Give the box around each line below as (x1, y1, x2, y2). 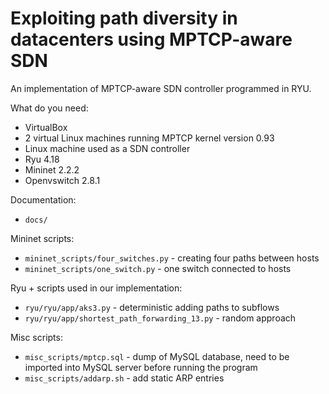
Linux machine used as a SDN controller (24, 142, 191, 154)
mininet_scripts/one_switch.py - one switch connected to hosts (24, 262, 292, 274)
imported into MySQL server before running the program (24, 361, 258, 373)
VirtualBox (24, 121, 68, 133)
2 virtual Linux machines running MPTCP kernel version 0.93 (24, 132, 275, 144)
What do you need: (10, 102, 89, 114)
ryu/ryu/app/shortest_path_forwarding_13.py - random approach (24, 312, 297, 324)
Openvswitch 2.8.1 (24, 174, 101, 186)
